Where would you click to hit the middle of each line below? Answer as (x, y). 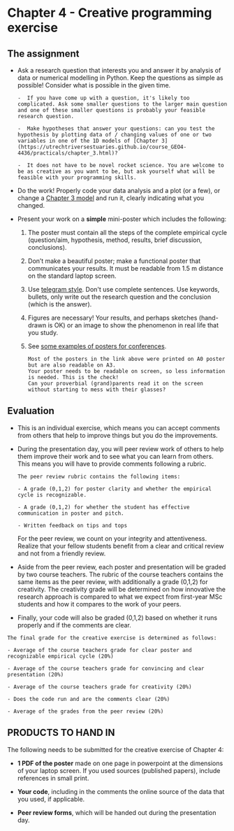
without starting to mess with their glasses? (97, 390)
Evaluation (31, 411)
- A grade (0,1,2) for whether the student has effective (103, 507)
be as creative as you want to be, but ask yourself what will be (116, 171)
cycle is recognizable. (52, 495)
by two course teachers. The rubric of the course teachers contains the (120, 574)
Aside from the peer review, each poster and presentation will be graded (122, 567)
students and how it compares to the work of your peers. (99, 604)
